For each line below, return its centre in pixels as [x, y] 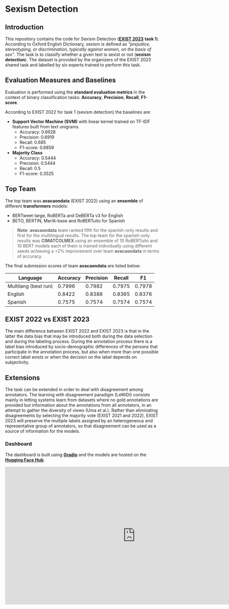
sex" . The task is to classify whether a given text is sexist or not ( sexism [78, 54]
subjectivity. [17, 362]
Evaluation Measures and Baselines [60, 80]
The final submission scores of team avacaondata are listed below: [73, 266]
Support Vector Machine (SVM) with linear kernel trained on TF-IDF [81, 122]
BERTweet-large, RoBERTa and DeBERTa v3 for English [68, 215]
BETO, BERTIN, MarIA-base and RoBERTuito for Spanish [69, 220]
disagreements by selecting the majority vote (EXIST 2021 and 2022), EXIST [82, 415]
